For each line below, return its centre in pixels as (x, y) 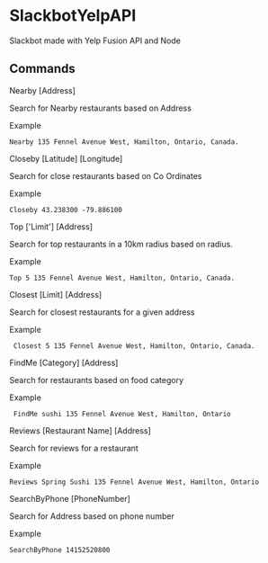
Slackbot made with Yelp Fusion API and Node (95, 40)
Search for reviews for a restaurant (74, 448)
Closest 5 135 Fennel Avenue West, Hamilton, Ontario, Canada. (134, 346)
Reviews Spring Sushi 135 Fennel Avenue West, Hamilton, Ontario (134, 482)
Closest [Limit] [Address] (56, 294)
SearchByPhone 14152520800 (60, 550)
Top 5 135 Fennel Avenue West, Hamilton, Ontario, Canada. (122, 278)
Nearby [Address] (43, 90)
